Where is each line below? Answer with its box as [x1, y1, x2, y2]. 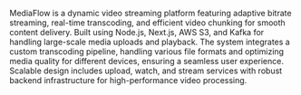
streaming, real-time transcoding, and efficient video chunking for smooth [9, 17, 286, 28]
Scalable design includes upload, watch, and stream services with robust [9, 65, 283, 76]
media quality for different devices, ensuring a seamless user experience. [9, 56, 284, 66]
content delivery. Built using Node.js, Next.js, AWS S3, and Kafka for [9, 27, 265, 37]
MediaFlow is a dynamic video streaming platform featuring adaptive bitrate [9, 8, 292, 18]
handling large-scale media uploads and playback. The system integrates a [9, 36, 290, 47]
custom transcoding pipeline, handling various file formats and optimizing [9, 46, 284, 57]
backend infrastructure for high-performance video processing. [9, 75, 248, 85]
